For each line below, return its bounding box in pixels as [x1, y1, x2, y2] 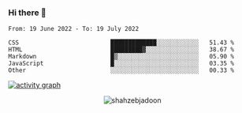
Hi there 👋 [8, 7, 47, 18]
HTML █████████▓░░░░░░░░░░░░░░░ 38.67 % [8, 46, 235, 54]
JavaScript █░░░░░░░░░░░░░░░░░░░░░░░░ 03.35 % [8, 59, 235, 68]
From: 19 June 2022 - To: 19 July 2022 [8, 25, 140, 33]
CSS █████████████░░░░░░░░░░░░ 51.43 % [8, 39, 235, 47]
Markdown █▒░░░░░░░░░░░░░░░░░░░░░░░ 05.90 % [8, 53, 235, 61]
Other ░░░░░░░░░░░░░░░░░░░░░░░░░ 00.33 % [8, 66, 235, 74]
